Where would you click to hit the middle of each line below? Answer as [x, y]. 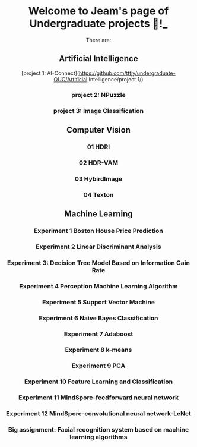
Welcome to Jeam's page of [99, 11]
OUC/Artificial [71, 79]
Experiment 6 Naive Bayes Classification [99, 318]
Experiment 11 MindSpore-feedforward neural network [99, 398]
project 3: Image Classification [99, 111]
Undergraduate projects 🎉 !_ [99, 23]
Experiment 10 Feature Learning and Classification [99, 382]
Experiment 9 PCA [99, 366]
